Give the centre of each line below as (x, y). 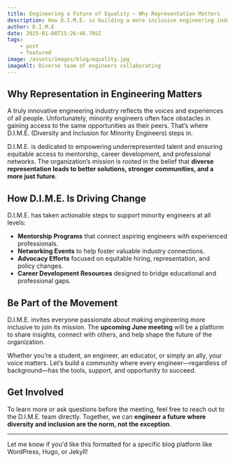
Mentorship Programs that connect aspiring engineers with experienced (122, 236)
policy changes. (40, 266)
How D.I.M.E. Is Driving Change (77, 198)
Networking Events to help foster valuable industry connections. (111, 251)
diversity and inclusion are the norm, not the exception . (90, 424)
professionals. (38, 244)
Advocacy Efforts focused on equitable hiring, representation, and (113, 259)
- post (29, 46)
